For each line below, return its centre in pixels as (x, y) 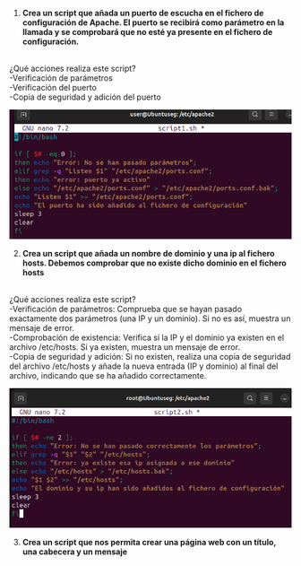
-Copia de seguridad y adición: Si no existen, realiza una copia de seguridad (150, 356)
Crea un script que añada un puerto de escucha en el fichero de (143, 13)
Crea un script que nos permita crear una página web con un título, (149, 543)
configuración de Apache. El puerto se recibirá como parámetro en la (153, 22)
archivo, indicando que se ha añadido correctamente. (108, 375)
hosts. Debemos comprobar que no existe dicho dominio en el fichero (154, 263)
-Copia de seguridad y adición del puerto (85, 97)
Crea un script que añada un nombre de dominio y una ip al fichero (148, 253)
